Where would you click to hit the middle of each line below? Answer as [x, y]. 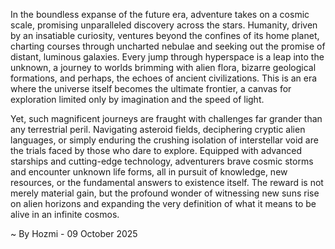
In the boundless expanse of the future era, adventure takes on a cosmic [160, 14]
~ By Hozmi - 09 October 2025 [74, 233]
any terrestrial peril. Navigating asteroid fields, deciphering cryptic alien [158, 129]
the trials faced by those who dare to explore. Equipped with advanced [156, 150]
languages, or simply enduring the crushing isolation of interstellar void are [164, 140]
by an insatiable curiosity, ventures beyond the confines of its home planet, [165, 35]
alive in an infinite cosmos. [65, 214]
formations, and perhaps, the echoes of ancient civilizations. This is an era [164, 78]
